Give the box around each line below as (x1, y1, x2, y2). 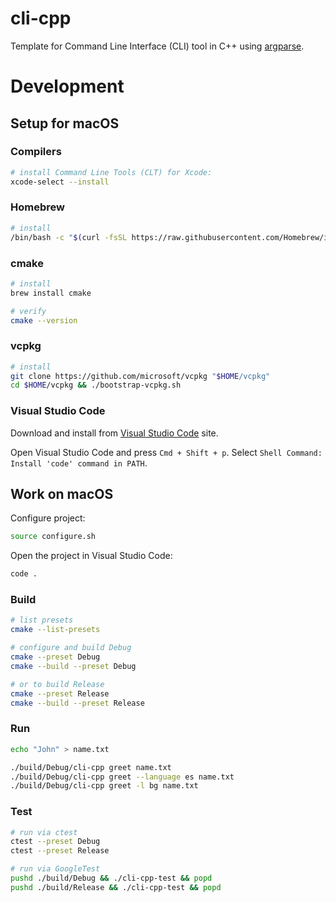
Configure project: (10, 512, 86, 524)
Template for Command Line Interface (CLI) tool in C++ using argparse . (10, 40, 305, 52)
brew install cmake (10, 288, 92, 298)
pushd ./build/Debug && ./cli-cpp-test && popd (10, 873, 213, 884)
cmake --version (10, 315, 78, 326)
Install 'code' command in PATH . (10, 457, 148, 469)
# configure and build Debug (10, 643, 132, 653)
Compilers (10, 145, 62, 159)
